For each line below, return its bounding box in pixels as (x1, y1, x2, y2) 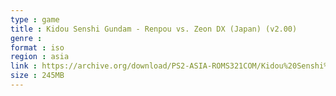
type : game (10, 14, 60, 25)
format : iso (10, 42, 65, 53)
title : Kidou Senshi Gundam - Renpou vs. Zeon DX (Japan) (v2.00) (10, 24, 298, 34)
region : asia (10, 52, 70, 62)
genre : (10, 33, 43, 43)
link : (10, 61, 38, 71)
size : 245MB (10, 71, 65, 81)
